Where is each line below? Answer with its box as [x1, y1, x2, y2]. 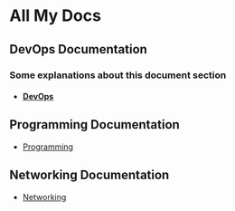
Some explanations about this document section [9, 69, 227, 82]
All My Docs [9, 5, 102, 26]
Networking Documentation [9, 168, 170, 183]
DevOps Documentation [9, 42, 147, 57]
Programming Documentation [9, 117, 181, 132]
